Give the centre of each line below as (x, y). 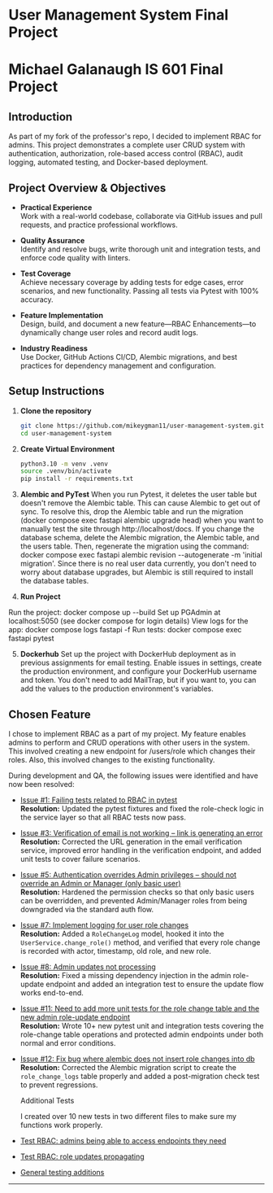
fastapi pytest (31, 638)
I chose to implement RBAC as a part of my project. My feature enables (127, 734)
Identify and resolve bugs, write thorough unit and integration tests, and (140, 249)
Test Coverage (45, 273)
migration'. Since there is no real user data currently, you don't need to (139, 564)
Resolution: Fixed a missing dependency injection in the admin (126, 975)
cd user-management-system (66, 433)
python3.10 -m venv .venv (64, 464)
